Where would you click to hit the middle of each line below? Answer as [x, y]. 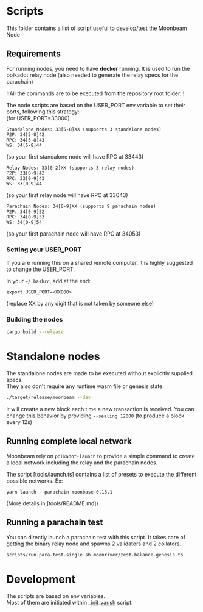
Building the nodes [35, 319]
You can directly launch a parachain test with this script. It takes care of [96, 537]
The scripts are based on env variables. [56, 596]
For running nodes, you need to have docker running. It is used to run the [98, 68]
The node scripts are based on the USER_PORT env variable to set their [96, 105]
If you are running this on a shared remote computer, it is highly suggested [100, 263]
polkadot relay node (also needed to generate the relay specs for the [92, 75]
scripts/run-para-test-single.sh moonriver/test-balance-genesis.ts [95, 555]
